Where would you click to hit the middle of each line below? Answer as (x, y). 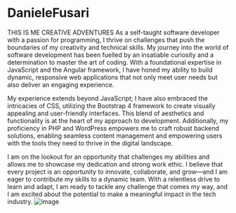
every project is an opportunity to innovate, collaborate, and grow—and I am (118, 172)
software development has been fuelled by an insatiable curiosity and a (111, 55)
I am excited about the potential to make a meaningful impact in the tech (112, 194)
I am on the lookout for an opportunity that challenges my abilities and (109, 157)
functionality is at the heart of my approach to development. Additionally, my (118, 120)
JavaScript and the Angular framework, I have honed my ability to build (110, 70)
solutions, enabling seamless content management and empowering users (115, 136)
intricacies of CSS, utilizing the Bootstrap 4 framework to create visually (111, 105)
